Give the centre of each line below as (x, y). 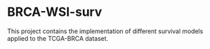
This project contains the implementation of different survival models (105, 31)
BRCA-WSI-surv (55, 12)
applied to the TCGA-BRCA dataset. (58, 38)
